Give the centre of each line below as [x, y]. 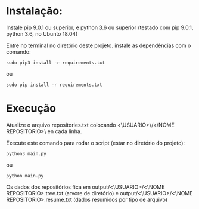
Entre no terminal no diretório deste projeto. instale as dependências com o [99, 45]
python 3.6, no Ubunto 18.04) [42, 33]
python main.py [25, 176]
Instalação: [34, 11]
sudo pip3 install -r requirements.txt [56, 63]
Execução [31, 108]
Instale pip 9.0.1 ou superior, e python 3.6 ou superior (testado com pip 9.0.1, [100, 27]
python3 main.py [26, 153]
